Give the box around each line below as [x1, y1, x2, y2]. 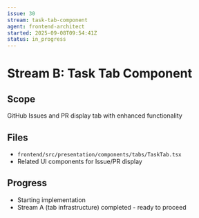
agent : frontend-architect [7, 23, 85, 30]
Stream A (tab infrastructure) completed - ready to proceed [17, 203, 187, 211]
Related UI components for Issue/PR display [17, 157, 143, 165]
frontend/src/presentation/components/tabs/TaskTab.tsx [17, 151, 182, 158]
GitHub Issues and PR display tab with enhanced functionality [7, 111, 183, 120]
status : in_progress [7, 36, 67, 43]
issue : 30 [7, 10, 36, 17]
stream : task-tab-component [7, 17, 88, 24]
